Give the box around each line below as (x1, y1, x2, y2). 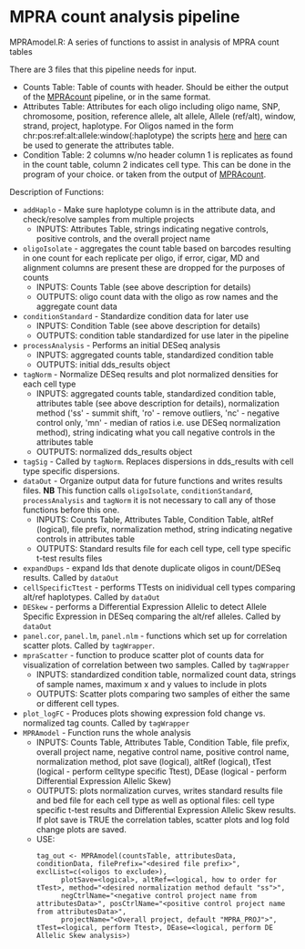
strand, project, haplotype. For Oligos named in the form (22, 120, 234, 131)
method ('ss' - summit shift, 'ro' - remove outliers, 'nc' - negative (36, 407, 280, 418)
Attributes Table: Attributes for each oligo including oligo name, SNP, (22, 100, 280, 111)
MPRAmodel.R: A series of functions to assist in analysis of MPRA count (9, 36, 280, 47)
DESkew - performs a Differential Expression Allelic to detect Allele (22, 601, 267, 612)
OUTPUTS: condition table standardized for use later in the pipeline (36, 330, 290, 341)
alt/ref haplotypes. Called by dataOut (22, 591, 161, 603)
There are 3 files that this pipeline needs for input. (9, 64, 198, 75)
